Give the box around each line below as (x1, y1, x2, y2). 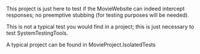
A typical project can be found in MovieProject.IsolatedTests (6, 41, 156, 48)
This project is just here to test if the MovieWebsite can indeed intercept (6, 5, 185, 12)
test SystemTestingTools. (6, 29, 68, 37)
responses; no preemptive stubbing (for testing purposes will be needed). (6, 11, 190, 19)
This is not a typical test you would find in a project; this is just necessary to (6, 23, 195, 30)
